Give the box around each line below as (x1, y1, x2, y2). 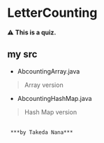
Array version (24, 81, 64, 89)
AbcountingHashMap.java (17, 94, 92, 102)
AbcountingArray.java (17, 67, 80, 75)
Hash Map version (24, 107, 77, 116)
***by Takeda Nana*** (10, 128, 73, 136)
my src (7, 48, 38, 60)
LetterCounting (7, 5, 98, 21)
